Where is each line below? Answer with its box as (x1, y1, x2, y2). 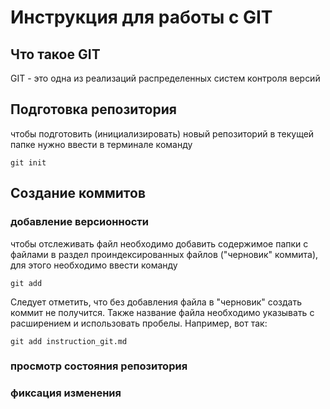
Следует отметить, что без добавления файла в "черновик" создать (10, 296, 303, 308)
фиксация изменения (10, 386, 122, 400)
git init (10, 157, 47, 168)
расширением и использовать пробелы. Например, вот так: (10, 317, 268, 329)
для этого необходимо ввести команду (10, 259, 178, 271)
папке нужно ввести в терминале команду (10, 138, 193, 150)
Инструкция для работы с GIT (10, 6, 273, 29)
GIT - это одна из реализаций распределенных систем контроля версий (10, 72, 321, 84)
